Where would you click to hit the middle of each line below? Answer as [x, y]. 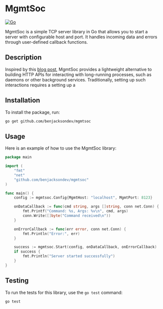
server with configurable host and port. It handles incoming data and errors [81, 37]
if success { [27, 252]
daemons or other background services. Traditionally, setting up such [75, 79]
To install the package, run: [33, 112]
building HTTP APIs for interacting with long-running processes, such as [78, 75]
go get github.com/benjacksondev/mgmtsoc [48, 121]
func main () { [20, 193]
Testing [17, 281]
